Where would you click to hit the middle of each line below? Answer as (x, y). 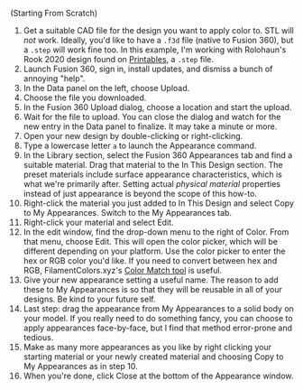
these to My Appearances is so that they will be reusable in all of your (152, 289)
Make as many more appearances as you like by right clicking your (147, 347)
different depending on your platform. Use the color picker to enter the (154, 251)
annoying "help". (54, 79)
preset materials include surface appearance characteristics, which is (153, 174)
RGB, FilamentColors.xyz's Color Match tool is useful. (123, 270)
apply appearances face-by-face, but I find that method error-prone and (157, 328)
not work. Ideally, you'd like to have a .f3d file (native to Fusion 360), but (158, 40)
